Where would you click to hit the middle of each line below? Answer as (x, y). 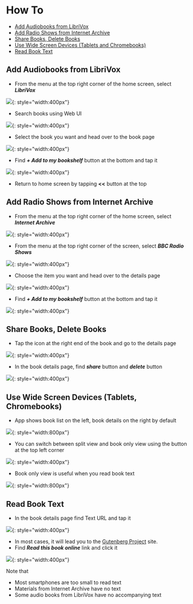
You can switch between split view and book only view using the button (101, 444)
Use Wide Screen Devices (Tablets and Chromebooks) (80, 45)
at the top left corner (39, 450)
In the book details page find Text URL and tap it (73, 518)
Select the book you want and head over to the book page (85, 137)
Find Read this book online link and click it (66, 548)
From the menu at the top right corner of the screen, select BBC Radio (99, 246)
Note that (17, 571)
